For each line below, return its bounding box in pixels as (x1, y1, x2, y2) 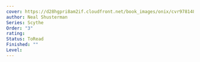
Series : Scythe (6, 19, 44, 25)
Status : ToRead (6, 36, 44, 42)
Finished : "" (6, 42, 39, 48)
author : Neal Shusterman (6, 14, 68, 20)
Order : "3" (6, 25, 33, 31)
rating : (6, 31, 26, 37)
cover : (6, 8, 23, 15)
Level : (6, 47, 23, 53)
